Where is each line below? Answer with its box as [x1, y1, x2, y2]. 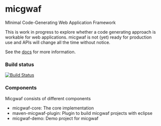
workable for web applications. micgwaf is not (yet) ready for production [5, 34, 152, 40]
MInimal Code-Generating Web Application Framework [5, 20, 116, 25]
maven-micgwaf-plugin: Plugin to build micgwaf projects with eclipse [12, 110, 153, 116]
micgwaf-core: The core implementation [12, 105, 94, 111]
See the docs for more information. [5, 49, 76, 55]
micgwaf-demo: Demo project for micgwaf [12, 115, 99, 121]
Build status [5, 61, 34, 68]
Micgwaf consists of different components [5, 95, 91, 101]
